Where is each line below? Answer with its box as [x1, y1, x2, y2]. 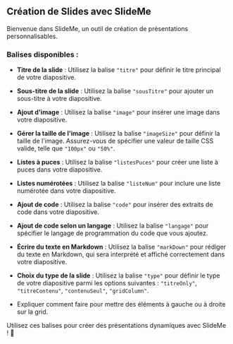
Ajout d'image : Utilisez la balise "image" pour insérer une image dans [16, 108, 220, 117]
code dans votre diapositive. [16, 208, 99, 216]
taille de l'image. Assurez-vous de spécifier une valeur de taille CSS [16, 137, 214, 146]
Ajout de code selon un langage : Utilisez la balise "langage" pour [16, 222, 209, 230]
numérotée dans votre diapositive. [16, 186, 116, 195]
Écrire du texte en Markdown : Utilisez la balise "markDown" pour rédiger [16, 243, 227, 251]
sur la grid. [16, 307, 49, 316]
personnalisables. [6, 32, 58, 40]
